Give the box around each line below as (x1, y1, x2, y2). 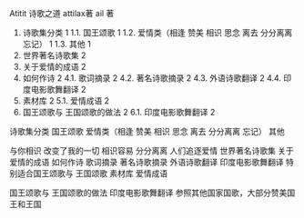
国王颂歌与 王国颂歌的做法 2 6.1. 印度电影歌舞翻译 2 (22, 107, 216, 117)
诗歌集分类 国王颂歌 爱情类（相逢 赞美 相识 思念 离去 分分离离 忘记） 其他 (9, 126, 285, 136)
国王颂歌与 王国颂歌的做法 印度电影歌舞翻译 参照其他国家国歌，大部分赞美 (9, 187, 288, 198)
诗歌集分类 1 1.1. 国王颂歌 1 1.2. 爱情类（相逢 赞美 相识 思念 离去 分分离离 (22, 27, 293, 38)
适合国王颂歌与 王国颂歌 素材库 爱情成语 (16, 168, 168, 179)
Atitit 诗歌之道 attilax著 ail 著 (9, 8, 115, 18)
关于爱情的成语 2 (22, 62, 86, 72)
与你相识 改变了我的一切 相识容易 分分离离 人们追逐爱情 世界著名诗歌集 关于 (9, 145, 294, 156)
